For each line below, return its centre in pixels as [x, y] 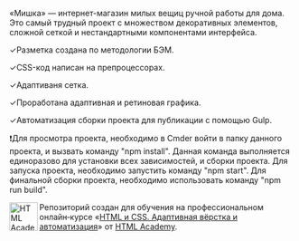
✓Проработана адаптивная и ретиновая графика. [105, 102]
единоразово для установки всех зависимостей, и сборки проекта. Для [149, 161]
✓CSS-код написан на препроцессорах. [87, 67]
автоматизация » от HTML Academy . [108, 227]
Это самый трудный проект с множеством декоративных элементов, [144, 23]
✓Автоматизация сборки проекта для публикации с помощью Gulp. [141, 120]
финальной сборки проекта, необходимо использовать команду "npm [145, 180]
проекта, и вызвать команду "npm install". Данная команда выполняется [150, 151]
